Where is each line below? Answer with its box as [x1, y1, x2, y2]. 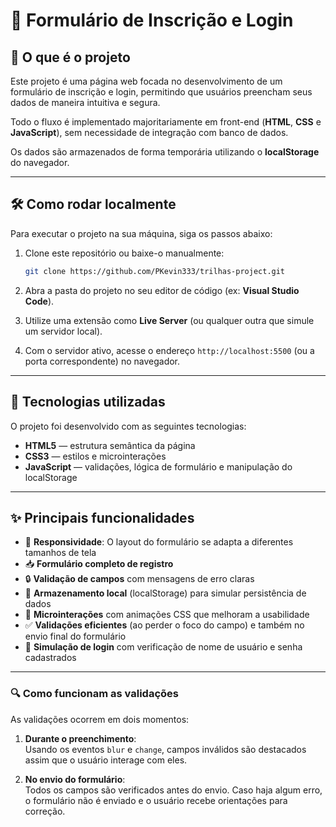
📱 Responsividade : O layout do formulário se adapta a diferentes [24, 536, 294, 548]
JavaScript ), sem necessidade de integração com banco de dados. [10, 127, 289, 138]
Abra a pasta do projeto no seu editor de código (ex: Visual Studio [24, 284, 300, 296]
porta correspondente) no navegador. [24, 355, 181, 367]
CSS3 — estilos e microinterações [24, 450, 167, 462]
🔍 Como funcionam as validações [10, 687, 179, 701]
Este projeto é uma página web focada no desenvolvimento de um [10, 75, 283, 87]
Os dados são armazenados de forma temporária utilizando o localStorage [10, 146, 320, 158]
